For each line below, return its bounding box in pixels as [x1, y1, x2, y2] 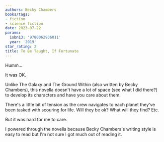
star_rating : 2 [5, 44, 37, 49]
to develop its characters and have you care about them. [5, 92, 121, 98]
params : [5, 30, 21, 35]
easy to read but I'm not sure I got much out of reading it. [5, 131, 122, 137]
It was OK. [5, 72, 26, 78]
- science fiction [5, 21, 43, 26]
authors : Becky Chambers [5, 7, 57, 12]
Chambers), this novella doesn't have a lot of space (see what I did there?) [5, 87, 158, 93]
